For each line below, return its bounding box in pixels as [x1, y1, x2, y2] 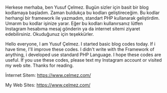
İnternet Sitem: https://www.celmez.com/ [5, 72, 91, 78]
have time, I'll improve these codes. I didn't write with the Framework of [5, 46, 154, 52]
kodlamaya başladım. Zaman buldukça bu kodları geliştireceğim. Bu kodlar [5, 10, 160, 16]
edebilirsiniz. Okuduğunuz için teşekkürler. [5, 31, 94, 37]
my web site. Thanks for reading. [5, 63, 74, 68]
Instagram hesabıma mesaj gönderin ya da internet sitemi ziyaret [5, 26, 140, 32]
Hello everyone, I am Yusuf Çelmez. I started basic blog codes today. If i [5, 41, 156, 47]
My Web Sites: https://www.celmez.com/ [5, 82, 91, 88]
